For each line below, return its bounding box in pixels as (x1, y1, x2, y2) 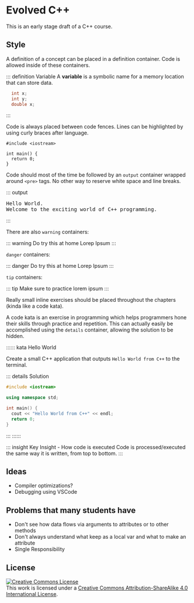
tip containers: (6, 274, 43, 281)
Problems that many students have (6, 505, 136, 515)
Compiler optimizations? (14, 482, 73, 489)
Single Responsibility (14, 546, 65, 553)
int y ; (11, 96, 27, 102)
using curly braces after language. (6, 129, 89, 136)
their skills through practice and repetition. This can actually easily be (6, 320, 174, 328)
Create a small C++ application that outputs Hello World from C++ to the (6, 355, 180, 363)
